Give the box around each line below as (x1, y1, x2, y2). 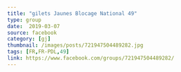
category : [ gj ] (7, 36, 51, 43)
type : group (7, 16, 41, 23)
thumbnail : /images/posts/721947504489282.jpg (7, 42, 144, 49)
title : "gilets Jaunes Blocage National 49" (7, 10, 137, 17)
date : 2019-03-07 (7, 23, 60, 29)
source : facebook (7, 29, 57, 36)
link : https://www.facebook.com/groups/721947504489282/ (7, 55, 175, 62)
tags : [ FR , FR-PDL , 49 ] (7, 49, 70, 56)
